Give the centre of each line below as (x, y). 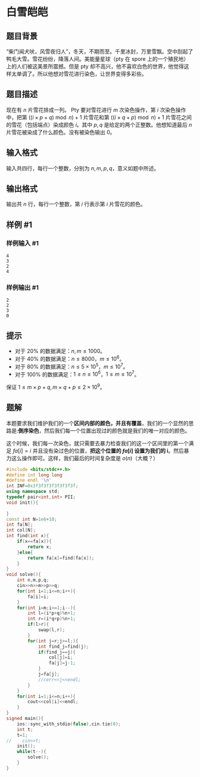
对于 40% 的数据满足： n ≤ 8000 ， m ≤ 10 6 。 (70, 358)
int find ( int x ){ (28, 536)
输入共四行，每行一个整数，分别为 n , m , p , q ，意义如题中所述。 (83, 168)
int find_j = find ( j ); (63, 647)
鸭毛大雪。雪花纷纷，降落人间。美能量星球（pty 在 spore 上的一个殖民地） (98, 59)
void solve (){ (24, 575)
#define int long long (34, 475)
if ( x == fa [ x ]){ (34, 542)
